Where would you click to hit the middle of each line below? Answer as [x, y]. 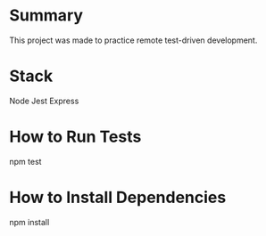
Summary [46, 16]
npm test [25, 161]
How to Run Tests [75, 137]
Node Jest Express [44, 101]
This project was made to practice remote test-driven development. [133, 40]
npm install [29, 222]
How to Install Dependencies [118, 198]
